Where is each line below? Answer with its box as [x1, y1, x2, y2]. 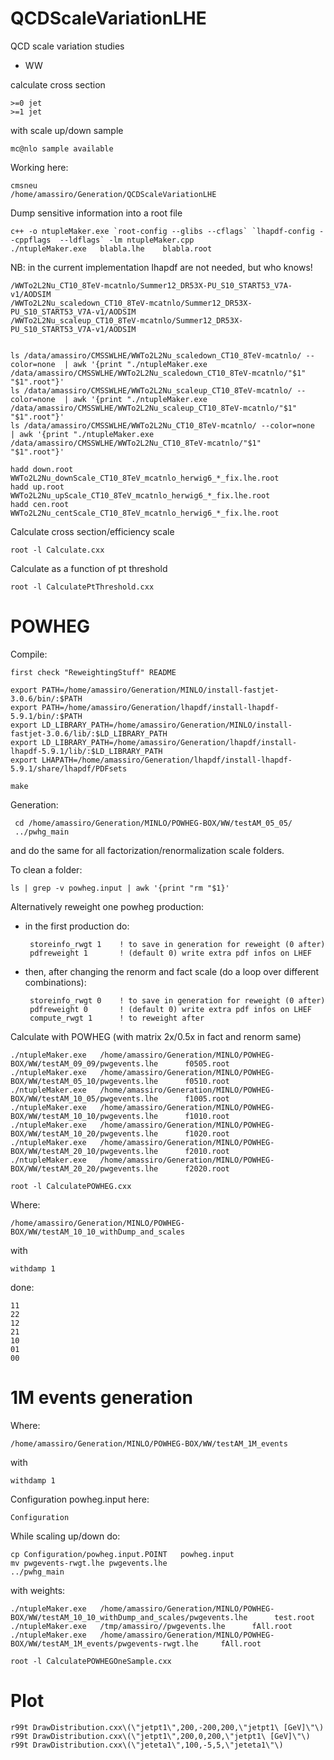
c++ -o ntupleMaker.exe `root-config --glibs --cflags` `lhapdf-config [10, 226, 315, 236]
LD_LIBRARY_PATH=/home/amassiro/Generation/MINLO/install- [41, 720, 293, 730]
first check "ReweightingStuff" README [10, 667, 177, 677]
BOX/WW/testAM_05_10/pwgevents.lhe [10, 1076, 159, 1086]
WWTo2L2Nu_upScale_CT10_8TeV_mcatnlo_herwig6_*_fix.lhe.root [10, 490, 271, 501]
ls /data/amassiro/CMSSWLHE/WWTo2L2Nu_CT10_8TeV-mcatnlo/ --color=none [10, 420, 315, 431]
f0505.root [184, 1058, 230, 1069]
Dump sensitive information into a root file [10, 207, 183, 219]
